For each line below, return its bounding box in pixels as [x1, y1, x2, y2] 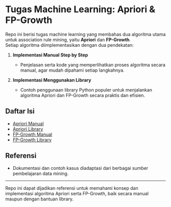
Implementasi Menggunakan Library [12, 77, 92, 83]
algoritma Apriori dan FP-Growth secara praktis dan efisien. [20, 92, 145, 98]
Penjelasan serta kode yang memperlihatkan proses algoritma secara [20, 62, 165, 68]
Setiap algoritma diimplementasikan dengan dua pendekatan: [5, 42, 134, 48]
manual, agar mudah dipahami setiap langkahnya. [20, 67, 125, 73]
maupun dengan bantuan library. [5, 196, 74, 202]
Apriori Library [12, 126, 43, 132]
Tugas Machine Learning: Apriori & [5, 4, 156, 15]
